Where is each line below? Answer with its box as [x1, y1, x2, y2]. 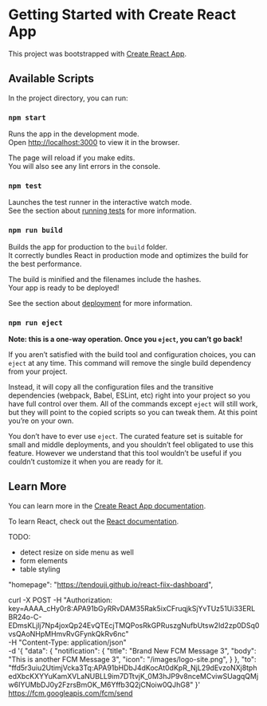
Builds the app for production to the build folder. [8, 241, 168, 252]
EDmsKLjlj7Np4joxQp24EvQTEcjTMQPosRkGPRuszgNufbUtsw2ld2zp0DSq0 [8, 620, 260, 630]
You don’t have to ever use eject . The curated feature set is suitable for [8, 431, 243, 441]
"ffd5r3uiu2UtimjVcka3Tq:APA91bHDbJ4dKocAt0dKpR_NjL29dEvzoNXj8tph [8, 663, 257, 673]
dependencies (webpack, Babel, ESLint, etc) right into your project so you [8, 390, 251, 400]
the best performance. [8, 259, 82, 269]
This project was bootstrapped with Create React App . [8, 49, 187, 58]
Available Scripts [8, 72, 94, 85]
